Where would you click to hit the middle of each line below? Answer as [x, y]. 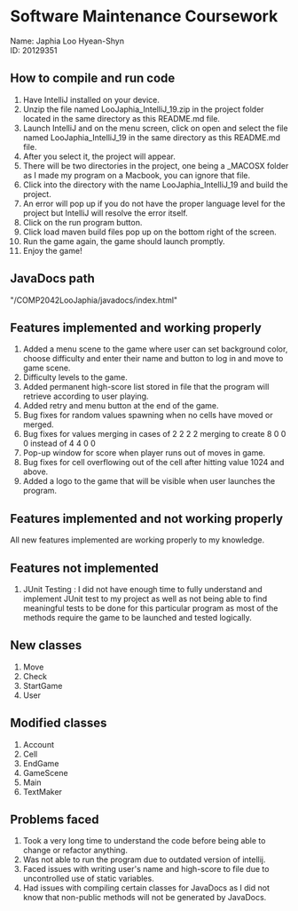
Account [38, 744]
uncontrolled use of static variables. [88, 879]
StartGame [43, 685]
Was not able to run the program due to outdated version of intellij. [144, 860]
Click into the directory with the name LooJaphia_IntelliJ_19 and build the [155, 185]
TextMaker [43, 791]
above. [35, 471]
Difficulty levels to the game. [75, 377]
